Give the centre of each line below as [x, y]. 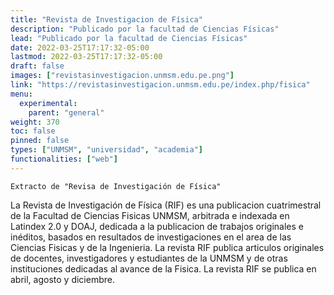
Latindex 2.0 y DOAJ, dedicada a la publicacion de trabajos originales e [157, 226]
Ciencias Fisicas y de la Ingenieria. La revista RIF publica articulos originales [167, 247]
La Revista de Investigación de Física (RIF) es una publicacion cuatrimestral [166, 205]
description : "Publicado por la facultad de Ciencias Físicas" [145, 29]
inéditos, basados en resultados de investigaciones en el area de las [151, 237]
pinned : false [40, 141]
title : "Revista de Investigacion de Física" [106, 19]
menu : [21, 94]
